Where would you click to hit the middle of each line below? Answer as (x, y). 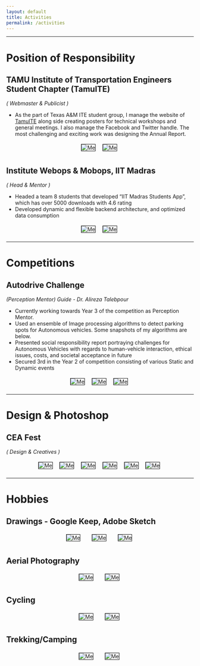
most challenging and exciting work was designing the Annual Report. (100, 134)
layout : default (26, 12)
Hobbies (27, 499)
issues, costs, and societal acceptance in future (73, 355)
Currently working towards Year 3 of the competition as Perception (97, 311)
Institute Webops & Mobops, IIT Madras (81, 171)
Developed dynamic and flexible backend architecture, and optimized (100, 209)
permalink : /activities (36, 23)
